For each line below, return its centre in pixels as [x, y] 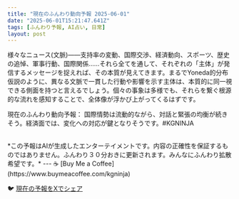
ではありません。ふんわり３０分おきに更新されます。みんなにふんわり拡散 [122, 155]
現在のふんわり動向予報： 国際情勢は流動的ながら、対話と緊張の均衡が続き [118, 114]
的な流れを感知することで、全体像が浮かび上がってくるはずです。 [103, 99]
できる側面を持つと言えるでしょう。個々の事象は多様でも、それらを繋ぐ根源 [119, 90]
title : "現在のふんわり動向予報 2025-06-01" [69, 14]
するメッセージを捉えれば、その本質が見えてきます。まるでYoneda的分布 [121, 72]
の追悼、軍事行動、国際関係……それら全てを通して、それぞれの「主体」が [116, 64]
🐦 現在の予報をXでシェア [45, 188]
